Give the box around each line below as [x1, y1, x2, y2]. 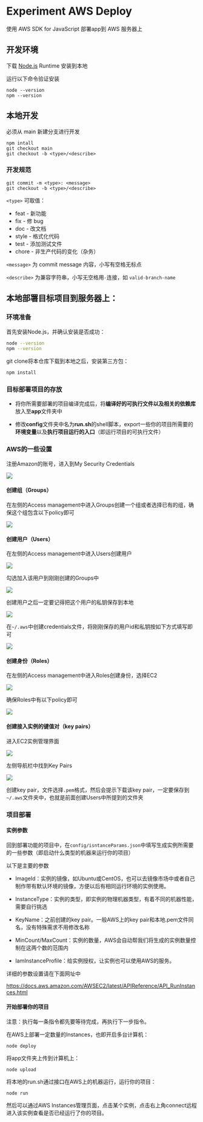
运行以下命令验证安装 [6, 75, 59, 82]
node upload [6, 1067, 36, 1073]
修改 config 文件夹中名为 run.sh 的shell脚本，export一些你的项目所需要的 [15, 421, 194, 428]
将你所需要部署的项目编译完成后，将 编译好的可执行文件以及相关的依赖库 [15, 400, 196, 407]
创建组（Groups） [6, 486, 52, 494]
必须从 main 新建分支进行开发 [6, 128, 80, 135]
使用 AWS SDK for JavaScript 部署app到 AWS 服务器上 [6, 25, 143, 32]
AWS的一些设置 [6, 445, 53, 454]
